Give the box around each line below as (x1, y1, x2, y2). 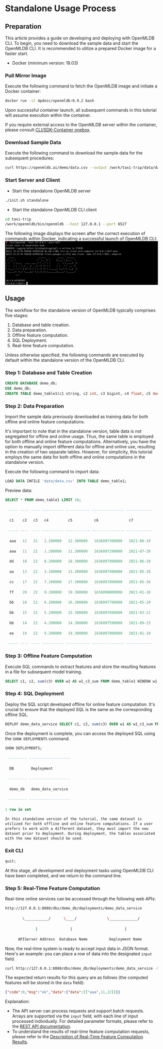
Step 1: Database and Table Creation (5, 369, 92, 376)
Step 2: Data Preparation (5, 402, 65, 409)
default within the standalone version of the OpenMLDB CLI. (5, 357, 125, 363)
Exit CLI (5, 847, 23, 854)
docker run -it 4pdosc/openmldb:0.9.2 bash (5, 98, 95, 104)
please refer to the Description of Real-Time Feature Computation (12, 1034, 143, 1040)
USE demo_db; (5, 386, 32, 391)
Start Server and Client (5, 177, 61, 184)
